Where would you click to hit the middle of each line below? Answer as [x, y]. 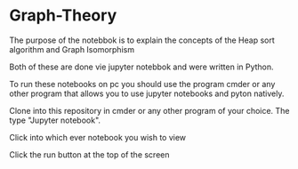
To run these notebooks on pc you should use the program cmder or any [142, 84]
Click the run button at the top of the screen [89, 154]
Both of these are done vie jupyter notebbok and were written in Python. [141, 67]
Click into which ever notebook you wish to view [98, 137]
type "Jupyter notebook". [55, 120]
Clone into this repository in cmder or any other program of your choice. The [149, 110]
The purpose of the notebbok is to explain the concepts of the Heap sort [142, 40]
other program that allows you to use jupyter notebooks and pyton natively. [147, 93]
